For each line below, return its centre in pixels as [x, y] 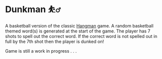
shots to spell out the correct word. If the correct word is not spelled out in [81, 36]
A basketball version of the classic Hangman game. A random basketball [80, 26]
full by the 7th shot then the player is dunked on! [55, 41]
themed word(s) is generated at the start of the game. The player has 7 [78, 31]
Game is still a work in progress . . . [41, 51]
